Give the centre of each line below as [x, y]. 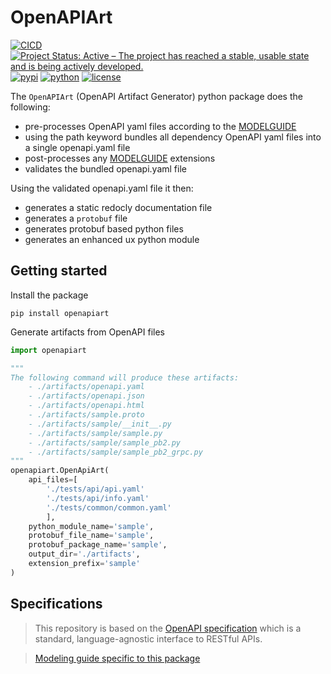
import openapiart [48, 350]
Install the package [49, 295]
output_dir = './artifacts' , [84, 554]
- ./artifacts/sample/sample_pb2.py [105, 442]
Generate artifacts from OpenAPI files [87, 332]
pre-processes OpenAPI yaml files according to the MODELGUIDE [160, 126]
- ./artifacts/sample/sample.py [95, 433]
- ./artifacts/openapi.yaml [86, 387]
